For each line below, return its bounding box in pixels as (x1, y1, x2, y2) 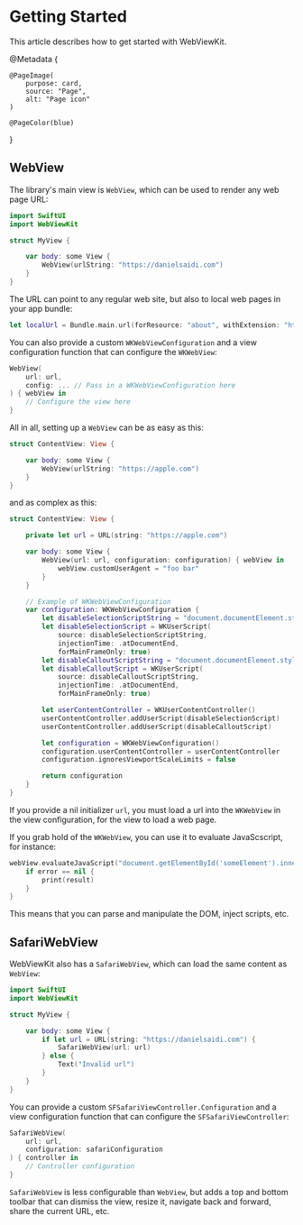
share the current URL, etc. (9, 1205, 110, 1216)
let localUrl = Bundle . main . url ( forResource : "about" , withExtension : (9, 320, 280, 330)
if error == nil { (25, 867, 95, 876)
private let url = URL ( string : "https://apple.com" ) (25, 531, 228, 540)
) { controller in (9, 1154, 78, 1163)
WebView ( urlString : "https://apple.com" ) (41, 464, 200, 473)
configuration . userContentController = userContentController (41, 746, 280, 756)
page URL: (9, 194, 49, 205)
